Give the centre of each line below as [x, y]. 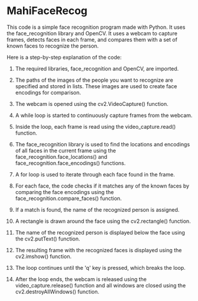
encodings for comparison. [48, 92]
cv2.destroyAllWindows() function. [57, 292]
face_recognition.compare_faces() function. [68, 198]
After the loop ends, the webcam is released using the [81, 279]
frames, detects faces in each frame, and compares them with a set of [92, 39]
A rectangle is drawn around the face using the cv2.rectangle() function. [103, 221]
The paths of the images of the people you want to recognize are [94, 80]
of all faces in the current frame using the [66, 150]
